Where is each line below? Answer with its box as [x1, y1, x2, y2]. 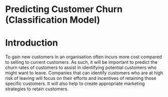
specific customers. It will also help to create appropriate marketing [5, 80, 145, 86]
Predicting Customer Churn [5, 4, 123, 15]
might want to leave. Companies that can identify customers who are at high [5, 70, 163, 76]
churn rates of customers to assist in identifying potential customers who [5, 64, 157, 71]
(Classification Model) [5, 14, 101, 26]
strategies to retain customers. [5, 86, 69, 92]
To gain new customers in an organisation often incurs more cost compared [5, 54, 162, 60]
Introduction [5, 37, 58, 49]
